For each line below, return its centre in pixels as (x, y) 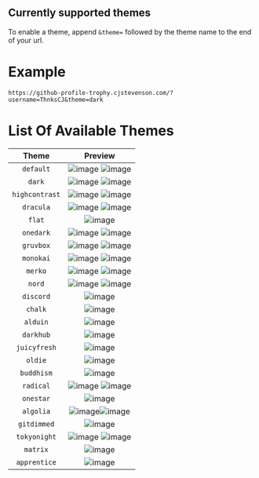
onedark (36, 232)
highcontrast (36, 194)
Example (37, 72)
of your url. (26, 40)
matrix (36, 449)
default (36, 169)
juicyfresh (36, 347)
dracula (36, 207)
